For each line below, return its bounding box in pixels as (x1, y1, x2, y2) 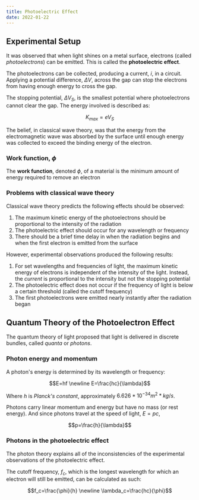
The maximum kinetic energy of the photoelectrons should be (14, 214, 166, 221)
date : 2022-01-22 (6, 14, 49, 20)
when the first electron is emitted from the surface (14, 239, 138, 246)
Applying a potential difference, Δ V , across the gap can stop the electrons (6, 76, 187, 83)
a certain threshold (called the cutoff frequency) (14, 287, 132, 295)
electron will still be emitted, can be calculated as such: (6, 476, 141, 483)
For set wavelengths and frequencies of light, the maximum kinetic (14, 262, 178, 269)
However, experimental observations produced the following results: (6, 251, 173, 258)
